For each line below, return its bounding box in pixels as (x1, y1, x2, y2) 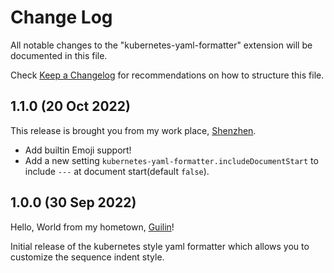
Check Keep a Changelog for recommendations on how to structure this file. (10, 69, 325, 81)
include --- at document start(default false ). (24, 165, 210, 177)
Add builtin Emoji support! (24, 144, 132, 156)
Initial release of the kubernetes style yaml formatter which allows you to (10, 240, 310, 252)
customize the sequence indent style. (10, 251, 165, 263)
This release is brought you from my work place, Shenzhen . (10, 124, 257, 136)
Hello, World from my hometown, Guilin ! (10, 221, 175, 233)
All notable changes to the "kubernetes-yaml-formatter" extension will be (10, 39, 313, 51)
